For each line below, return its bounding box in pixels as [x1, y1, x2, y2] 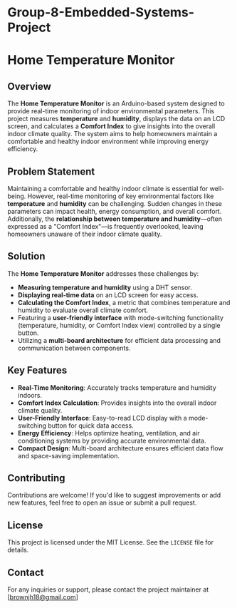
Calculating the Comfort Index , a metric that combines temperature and [17, 298, 231, 306]
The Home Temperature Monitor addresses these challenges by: [7, 269, 199, 278]
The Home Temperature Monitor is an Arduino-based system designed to [7, 99, 226, 108]
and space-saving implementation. [17, 451, 120, 460]
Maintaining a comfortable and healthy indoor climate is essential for [7, 185, 209, 192]
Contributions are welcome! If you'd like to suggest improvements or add [7, 491, 221, 500]
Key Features [7, 364, 68, 376]
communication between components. [17, 344, 131, 352]
